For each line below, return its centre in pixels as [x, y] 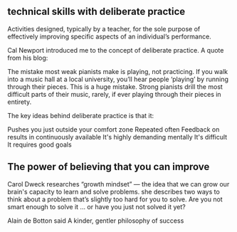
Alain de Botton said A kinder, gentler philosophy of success [96, 221]
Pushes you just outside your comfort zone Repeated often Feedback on [114, 129]
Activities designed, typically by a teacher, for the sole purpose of [104, 28]
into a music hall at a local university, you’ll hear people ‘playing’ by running [118, 79]
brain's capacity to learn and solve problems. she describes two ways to [114, 191]
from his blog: [28, 58]
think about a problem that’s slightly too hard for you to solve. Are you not [115, 199]
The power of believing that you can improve [109, 167]
